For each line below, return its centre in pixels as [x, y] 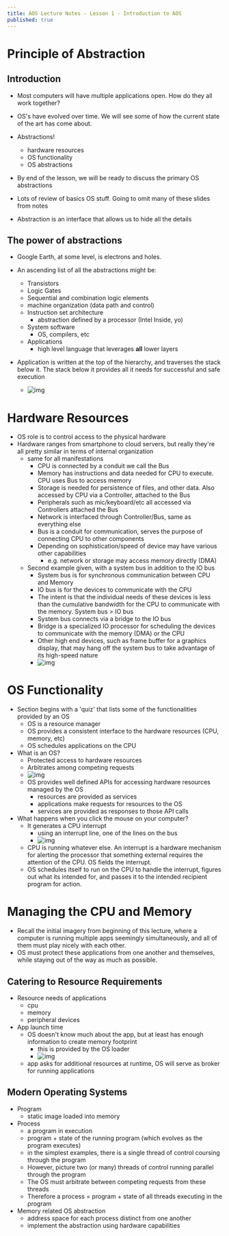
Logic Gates [44, 291]
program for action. [54, 884]
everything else [59, 524]
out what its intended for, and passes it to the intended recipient [117, 877]
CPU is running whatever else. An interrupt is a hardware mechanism [124, 848]
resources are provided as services [87, 797]
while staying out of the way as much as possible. [87, 960]
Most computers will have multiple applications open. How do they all [114, 95]
